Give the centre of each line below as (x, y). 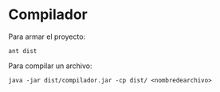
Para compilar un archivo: (51, 66)
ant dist (23, 51)
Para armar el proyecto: (47, 36)
